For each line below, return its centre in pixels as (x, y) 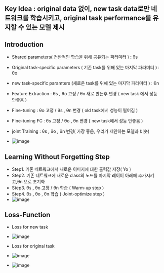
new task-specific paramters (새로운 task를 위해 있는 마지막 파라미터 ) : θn (85, 83)
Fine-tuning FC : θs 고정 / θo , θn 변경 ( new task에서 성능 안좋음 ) (77, 121)
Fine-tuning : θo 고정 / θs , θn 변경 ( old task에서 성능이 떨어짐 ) (75, 111)
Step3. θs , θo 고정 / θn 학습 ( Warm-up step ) (58, 188)
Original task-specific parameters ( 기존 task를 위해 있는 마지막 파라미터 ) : (86, 68)
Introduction (24, 44)
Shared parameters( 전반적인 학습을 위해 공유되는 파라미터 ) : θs (75, 57)
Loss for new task (30, 227)
